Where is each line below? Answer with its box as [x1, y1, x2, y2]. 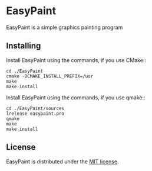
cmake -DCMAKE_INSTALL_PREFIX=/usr [6, 73, 94, 79]
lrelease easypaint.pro [6, 111, 65, 117]
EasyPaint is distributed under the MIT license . [6, 158, 119, 165]
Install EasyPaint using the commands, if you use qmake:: [6, 93, 146, 101]
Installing [6, 41, 41, 51]
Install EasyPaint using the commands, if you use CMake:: [6, 56, 146, 63]
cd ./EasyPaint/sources [6, 105, 65, 111]
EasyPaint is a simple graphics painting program [6, 24, 123, 31]
